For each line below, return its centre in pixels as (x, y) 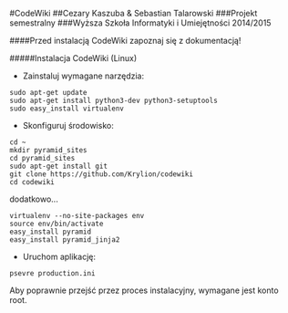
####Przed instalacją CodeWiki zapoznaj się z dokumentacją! (125, 41)
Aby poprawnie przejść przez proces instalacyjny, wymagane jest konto (144, 290)
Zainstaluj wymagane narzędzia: (83, 76)
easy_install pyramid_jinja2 (65, 240)
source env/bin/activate (57, 224)
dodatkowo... (34, 199)
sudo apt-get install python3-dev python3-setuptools (114, 100)
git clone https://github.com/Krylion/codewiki (102, 174)
